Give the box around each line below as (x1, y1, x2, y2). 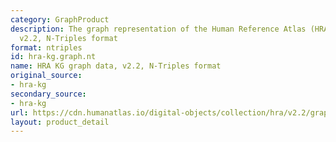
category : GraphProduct (10, 14, 110, 25)
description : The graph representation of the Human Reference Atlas (10, 24, 307, 34)
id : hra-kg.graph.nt (10, 52, 97, 62)
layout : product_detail (10, 117, 110, 127)
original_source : (10, 71, 83, 81)
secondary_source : (10, 89, 87, 99)
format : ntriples (10, 42, 83, 53)
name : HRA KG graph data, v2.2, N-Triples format (10, 61, 222, 71)
